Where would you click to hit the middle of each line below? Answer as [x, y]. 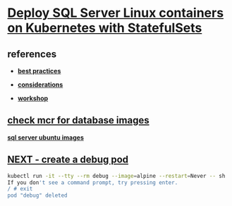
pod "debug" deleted [38, 195]
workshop [33, 98]
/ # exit [20, 189]
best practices [39, 71]
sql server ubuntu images [46, 137]
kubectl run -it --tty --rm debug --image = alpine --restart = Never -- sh [116, 176]
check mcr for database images [78, 120]
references [32, 54]
